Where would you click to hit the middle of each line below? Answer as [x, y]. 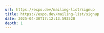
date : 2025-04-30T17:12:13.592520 [40, 18]
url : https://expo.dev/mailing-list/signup [50, 9]
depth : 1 [14, 23]
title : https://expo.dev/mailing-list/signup [52, 14]
